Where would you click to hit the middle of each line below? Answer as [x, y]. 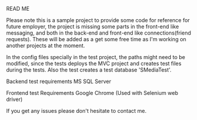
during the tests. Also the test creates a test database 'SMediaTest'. [89, 70]
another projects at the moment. [46, 45]
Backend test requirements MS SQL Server [59, 81]
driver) [14, 99]
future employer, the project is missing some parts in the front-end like [93, 27]
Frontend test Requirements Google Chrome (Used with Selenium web [92, 93]
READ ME [18, 9]
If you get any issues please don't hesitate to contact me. [76, 111]
